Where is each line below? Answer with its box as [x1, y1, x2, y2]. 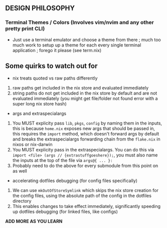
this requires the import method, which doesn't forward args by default [12, 130, 159, 136]
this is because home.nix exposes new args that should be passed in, [12, 125, 155, 131]
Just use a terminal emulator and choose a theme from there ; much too [12, 36, 161, 42]
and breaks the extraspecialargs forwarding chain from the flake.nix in [12, 136, 160, 142]
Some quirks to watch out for [5, 62, 98, 70]
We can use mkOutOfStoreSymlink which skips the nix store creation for [12, 187, 159, 193]
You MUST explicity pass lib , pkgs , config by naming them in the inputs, [12, 120, 162, 126]
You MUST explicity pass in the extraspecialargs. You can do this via [12, 146, 154, 152]
